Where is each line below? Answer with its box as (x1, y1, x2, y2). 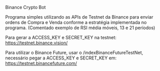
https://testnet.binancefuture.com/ (5, 60, 77, 66)
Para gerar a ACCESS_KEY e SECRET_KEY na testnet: (5, 35, 117, 40)
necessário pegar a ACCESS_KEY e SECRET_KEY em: (5, 55, 117, 61)
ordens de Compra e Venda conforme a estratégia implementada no (5, 20, 147, 25)
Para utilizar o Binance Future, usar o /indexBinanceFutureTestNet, (5, 50, 143, 55)
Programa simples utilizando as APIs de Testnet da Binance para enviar (5, 14, 153, 20)
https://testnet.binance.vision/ (5, 40, 68, 46)
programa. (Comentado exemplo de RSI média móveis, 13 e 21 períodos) (5, 25, 155, 31)
